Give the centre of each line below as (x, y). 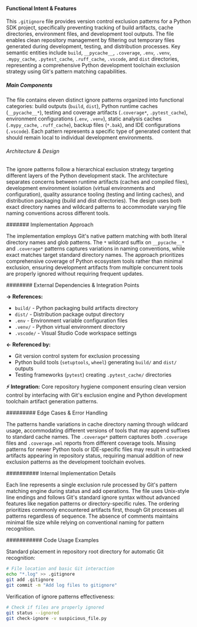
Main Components (29, 85)
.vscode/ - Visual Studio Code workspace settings (75, 333)
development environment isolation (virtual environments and (81, 188)
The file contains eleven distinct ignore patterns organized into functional (95, 100)
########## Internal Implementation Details (61, 473)
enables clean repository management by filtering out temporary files (91, 40)
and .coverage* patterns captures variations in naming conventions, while (96, 249)
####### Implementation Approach (50, 225)
